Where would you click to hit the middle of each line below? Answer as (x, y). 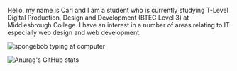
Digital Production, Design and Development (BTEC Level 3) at (98, 18)
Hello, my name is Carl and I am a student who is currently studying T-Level (118, 10)
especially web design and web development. (74, 32)
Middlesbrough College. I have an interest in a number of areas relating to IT (119, 25)
